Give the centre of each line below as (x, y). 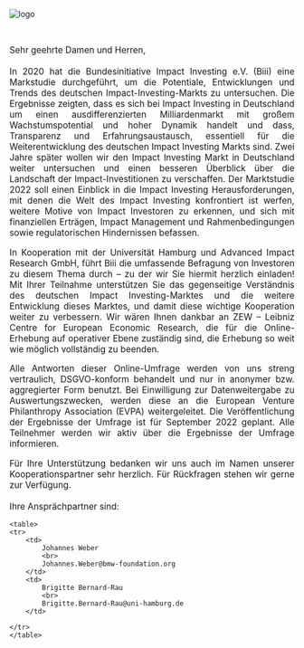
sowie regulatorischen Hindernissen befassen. (104, 233)
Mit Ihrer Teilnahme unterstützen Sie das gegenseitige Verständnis (152, 285)
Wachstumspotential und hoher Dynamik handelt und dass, (152, 125)
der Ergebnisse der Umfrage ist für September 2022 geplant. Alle (152, 423)
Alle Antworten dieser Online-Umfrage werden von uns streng (152, 369)
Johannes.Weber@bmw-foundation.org (109, 564)
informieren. (34, 444)
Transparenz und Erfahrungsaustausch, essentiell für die (152, 136)
